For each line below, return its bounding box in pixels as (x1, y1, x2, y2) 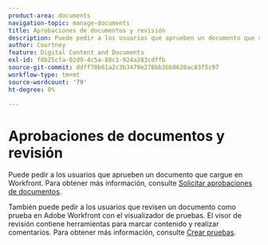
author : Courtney (8, 41, 66, 49)
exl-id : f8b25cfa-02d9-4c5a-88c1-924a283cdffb (8, 56, 166, 64)
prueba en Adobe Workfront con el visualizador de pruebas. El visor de (8, 211, 242, 220)
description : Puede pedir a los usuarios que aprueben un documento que (8, 33, 255, 42)
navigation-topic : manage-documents (8, 19, 130, 27)
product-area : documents (8, 11, 91, 20)
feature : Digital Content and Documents (8, 49, 145, 56)
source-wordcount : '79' (8, 78, 88, 86)
